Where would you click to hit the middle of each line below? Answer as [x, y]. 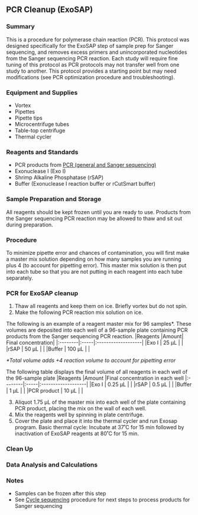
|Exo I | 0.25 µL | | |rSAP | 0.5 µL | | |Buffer [141, 384]
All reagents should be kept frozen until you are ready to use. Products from [98, 212]
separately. [20, 278]
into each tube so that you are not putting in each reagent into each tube [94, 271]
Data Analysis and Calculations [52, 465]
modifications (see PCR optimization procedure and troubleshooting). [91, 77]
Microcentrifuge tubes [42, 124]
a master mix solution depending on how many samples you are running [94, 259]
